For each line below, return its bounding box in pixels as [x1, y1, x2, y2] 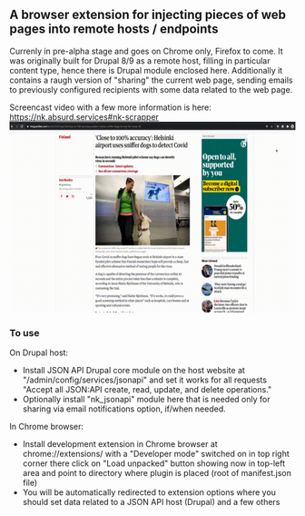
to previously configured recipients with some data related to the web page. [9, 84, 293, 94]
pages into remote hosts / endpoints [9, 22, 219, 37]
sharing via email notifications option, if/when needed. [22, 403, 226, 414]
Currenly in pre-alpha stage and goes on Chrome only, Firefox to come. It [9, 45, 283, 56]
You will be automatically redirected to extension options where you [22, 487, 277, 498]
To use [9, 326, 40, 339]
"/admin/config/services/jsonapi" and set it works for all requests [22, 374, 268, 385]
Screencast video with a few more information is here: [9, 102, 212, 113]
